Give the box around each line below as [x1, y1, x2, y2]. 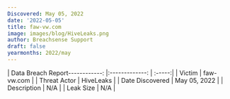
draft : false [7, 43, 46, 50]
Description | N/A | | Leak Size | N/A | [7, 84, 116, 92]
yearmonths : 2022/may [7, 50, 71, 57]
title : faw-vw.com [7, 23, 62, 30]
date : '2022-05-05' [7, 17, 65, 24]
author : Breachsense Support [7, 37, 93, 44]
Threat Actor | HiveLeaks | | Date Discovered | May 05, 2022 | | [39, 76, 224, 84]
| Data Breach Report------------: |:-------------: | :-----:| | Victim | [7, 68, 202, 77]
